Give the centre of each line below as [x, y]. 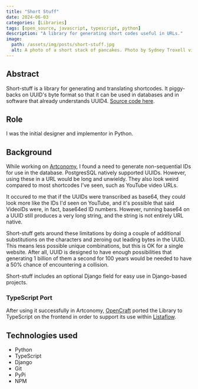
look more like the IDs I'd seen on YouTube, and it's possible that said [90, 203]
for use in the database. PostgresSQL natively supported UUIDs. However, [96, 173]
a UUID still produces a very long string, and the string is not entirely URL [95, 216]
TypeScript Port [29, 298]
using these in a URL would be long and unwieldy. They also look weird [92, 179]
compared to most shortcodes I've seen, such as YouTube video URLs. [92, 185]
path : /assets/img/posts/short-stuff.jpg [63, 45]
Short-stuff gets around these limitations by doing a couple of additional [93, 234]
